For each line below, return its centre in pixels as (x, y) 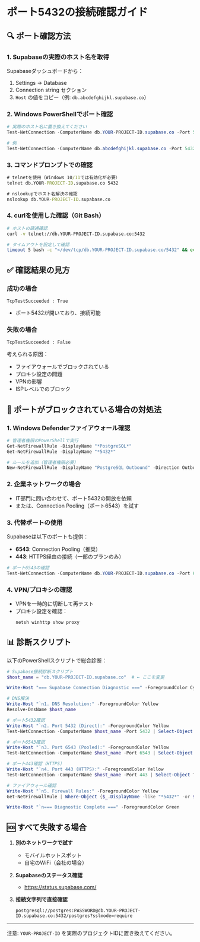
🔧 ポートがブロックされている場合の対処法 (84, 409)
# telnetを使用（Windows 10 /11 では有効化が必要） (64, 177)
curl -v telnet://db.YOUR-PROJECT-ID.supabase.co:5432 (76, 234)
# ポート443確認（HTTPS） (36, 764)
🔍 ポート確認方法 (39, 36)
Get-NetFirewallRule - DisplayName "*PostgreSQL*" (69, 446)
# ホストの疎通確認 (27, 228)
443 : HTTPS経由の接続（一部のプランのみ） (70, 556)
